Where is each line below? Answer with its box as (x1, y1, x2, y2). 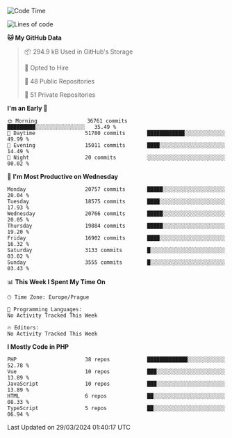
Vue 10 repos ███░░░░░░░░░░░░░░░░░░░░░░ (7, 368, 226, 375)
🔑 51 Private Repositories (24, 91, 96, 99)
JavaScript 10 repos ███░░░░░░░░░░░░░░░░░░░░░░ (7, 380, 226, 387)
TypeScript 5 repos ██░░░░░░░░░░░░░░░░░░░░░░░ (7, 405, 226, 412)
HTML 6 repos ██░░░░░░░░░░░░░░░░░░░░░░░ (7, 393, 226, 400)
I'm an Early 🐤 (7, 104, 48, 112)
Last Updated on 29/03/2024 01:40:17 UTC (7, 423, 131, 431)
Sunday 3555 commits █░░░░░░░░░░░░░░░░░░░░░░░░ (7, 259, 226, 266)
